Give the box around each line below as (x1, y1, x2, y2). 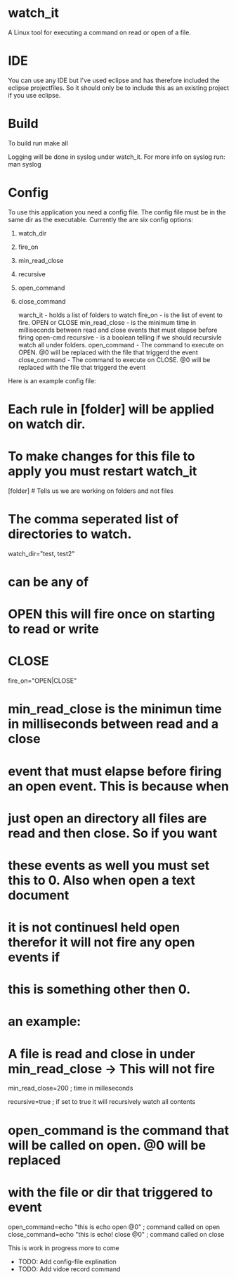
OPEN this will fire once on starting (8, 606, 216, 622)
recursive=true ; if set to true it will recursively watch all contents (8, 1098, 196, 1106)
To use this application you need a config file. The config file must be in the (8, 207, 226, 216)
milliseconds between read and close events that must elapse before (18, 326, 218, 334)
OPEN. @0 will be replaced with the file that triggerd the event (18, 348, 199, 356)
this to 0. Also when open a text (8, 872, 196, 888)
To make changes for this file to (8, 449, 195, 465)
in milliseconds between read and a (8, 716, 219, 732)
